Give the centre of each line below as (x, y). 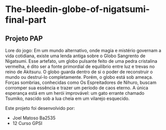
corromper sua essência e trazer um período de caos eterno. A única (77, 88)
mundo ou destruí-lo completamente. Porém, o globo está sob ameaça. (79, 77)
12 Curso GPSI (27, 123)
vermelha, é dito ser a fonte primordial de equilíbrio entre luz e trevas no (80, 67)
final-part (26, 20)
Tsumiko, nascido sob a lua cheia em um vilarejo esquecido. (67, 98)
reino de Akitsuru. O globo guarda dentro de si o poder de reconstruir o (79, 72)
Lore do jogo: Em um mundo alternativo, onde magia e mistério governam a (83, 50)
